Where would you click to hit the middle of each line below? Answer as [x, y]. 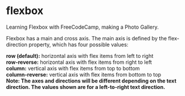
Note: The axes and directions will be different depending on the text [91, 81]
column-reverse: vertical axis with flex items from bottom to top [84, 74]
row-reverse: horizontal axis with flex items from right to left [79, 62]
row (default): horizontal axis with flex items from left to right [80, 56]
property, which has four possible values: [78, 44]
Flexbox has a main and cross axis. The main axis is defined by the [86, 38]
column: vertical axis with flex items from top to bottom [73, 68]
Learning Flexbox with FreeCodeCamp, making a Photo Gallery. [83, 27]
